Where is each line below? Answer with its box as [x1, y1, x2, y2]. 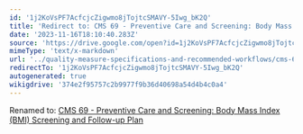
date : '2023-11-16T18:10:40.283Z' [9, 30, 140, 39]
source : [9, 38, 39, 48]
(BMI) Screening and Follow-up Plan [9, 114, 144, 125]
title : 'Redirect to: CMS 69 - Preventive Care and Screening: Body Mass [9, 22, 293, 31]
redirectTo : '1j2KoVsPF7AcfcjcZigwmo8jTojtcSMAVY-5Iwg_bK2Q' [9, 64, 244, 73]
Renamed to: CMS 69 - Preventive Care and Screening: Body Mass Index [9, 104, 280, 115]
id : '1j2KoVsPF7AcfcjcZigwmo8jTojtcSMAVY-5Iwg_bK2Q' [9, 13, 212, 22]
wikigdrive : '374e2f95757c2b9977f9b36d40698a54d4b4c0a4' [9, 80, 228, 89]
